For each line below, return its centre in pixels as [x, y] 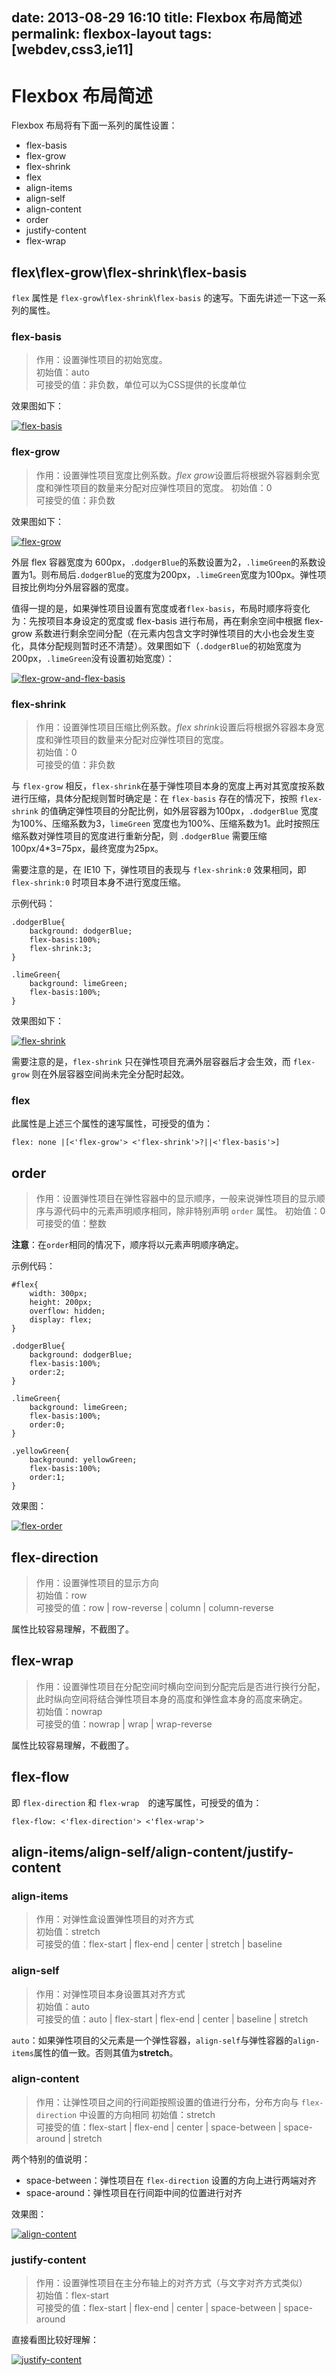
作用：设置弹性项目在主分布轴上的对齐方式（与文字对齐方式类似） [171, 2283]
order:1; [47, 1478]
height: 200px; [61, 1303]
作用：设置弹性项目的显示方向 [97, 1582]
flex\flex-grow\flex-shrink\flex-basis [129, 272]
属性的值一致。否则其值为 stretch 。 [106, 2052]
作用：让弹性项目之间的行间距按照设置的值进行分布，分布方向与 [167, 2102]
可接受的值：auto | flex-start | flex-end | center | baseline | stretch [172, 2019]
